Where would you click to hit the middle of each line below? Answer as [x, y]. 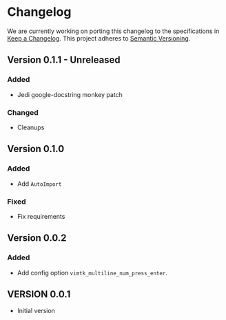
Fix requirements [41, 216]
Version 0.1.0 [36, 149]
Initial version [36, 311]
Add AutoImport [39, 184]
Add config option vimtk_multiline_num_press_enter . [92, 273]
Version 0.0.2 [37, 238]
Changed [23, 112]
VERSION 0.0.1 [39, 294]
